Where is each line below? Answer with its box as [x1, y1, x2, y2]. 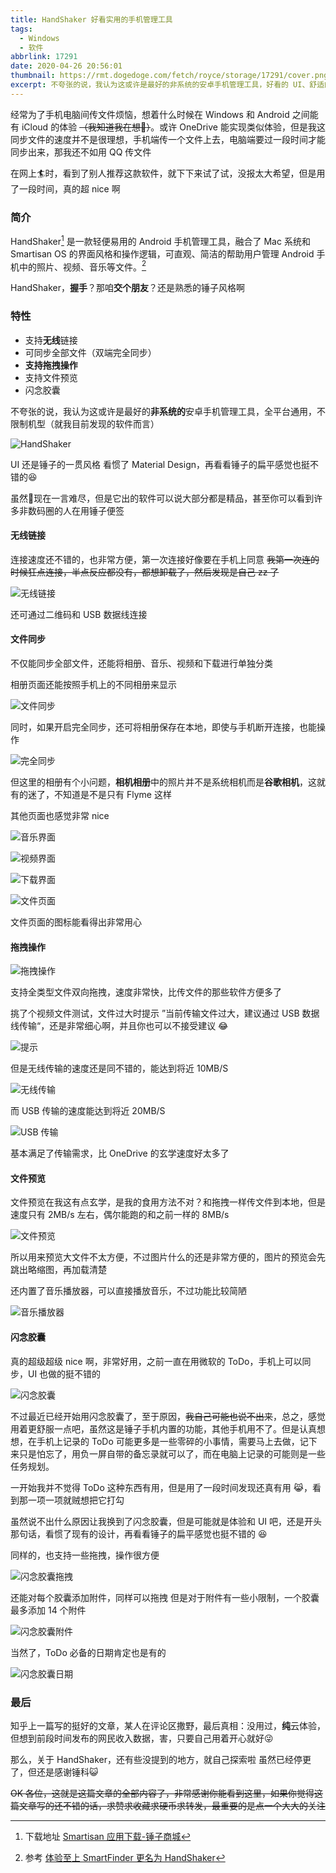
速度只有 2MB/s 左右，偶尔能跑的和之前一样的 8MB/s [10, 1209, 230, 1221]
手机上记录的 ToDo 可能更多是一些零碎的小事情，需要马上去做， [36, 1435, 300, 1447]
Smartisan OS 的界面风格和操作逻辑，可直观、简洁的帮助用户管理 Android [10, 247, 315, 260]
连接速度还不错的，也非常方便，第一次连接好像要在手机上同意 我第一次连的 [10, 553, 320, 565]
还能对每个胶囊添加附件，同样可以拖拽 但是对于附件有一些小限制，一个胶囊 [10, 1591, 320, 1603]
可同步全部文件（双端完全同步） [24, 346, 157, 358]
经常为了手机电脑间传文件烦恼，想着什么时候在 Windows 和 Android [10, 108, 290, 120]
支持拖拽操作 [24, 359, 78, 371]
